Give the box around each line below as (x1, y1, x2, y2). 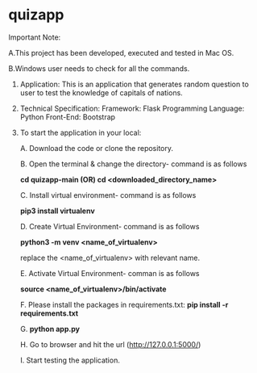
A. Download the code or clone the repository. (19, 143, 173, 153)
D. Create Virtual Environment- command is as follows (19, 221, 200, 231)
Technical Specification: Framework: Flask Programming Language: (19, 103, 245, 113)
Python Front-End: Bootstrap (19, 111, 115, 122)
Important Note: (8, 32, 61, 42)
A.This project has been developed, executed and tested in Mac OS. (8, 48, 234, 57)
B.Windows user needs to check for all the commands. (8, 63, 190, 73)
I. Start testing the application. (19, 355, 121, 365)
